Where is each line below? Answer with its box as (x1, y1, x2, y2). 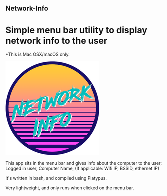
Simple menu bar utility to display (5, 24, 148, 36)
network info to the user (5, 35, 108, 46)
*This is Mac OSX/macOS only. (5, 51, 70, 57)
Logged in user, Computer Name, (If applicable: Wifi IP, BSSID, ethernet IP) (5, 165, 159, 172)
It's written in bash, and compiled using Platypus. (5, 175, 107, 181)
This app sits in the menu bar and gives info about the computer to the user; (5, 160, 162, 166)
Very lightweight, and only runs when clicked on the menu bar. (5, 185, 134, 191)
